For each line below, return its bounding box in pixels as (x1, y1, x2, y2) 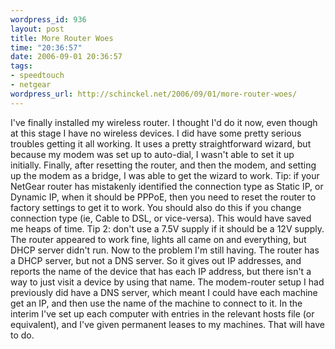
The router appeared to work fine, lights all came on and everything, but (10, 233, 307, 245)
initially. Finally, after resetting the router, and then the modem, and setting (10, 159, 317, 171)
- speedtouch (10, 71, 65, 81)
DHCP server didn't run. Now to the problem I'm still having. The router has (10, 244, 320, 256)
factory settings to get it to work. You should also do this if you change (10, 201, 302, 213)
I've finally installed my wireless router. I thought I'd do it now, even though (10, 116, 318, 128)
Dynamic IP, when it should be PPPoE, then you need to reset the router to (10, 191, 317, 203)
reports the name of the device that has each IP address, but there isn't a (10, 265, 312, 277)
